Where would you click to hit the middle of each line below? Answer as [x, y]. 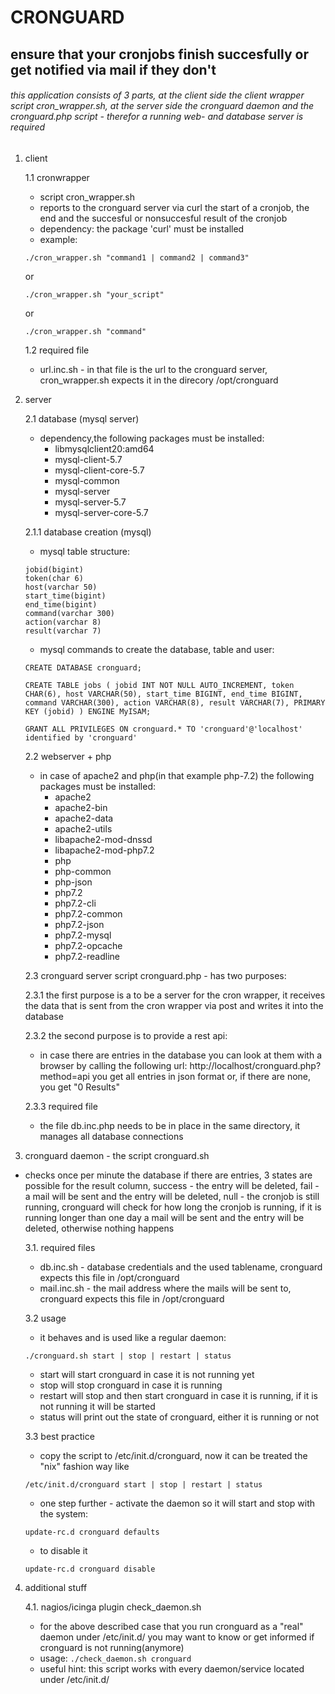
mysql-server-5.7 [90, 502]
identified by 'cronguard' [81, 737]
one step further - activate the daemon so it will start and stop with [177, 1503]
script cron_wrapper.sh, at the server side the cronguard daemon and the [162, 106]
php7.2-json [79, 924]
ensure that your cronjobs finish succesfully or [159, 54]
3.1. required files [60, 1247]
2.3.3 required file [61, 1106]
